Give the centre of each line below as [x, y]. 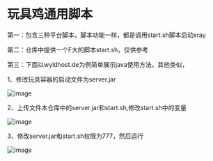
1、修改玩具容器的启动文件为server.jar [62, 79]
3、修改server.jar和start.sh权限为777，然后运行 [76, 136]
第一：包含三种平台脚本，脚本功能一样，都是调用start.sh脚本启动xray [107, 35]
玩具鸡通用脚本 [50, 14]
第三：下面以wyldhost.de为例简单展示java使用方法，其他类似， [98, 64]
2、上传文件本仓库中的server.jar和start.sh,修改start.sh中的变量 [97, 107]
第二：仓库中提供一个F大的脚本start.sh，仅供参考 [78, 49]
